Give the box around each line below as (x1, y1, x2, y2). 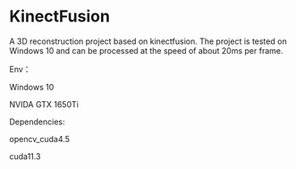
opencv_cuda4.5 (9, 133, 70, 144)
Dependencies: (9, 116, 65, 127)
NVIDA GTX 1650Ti (9, 98, 79, 109)
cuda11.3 (9, 150, 41, 162)
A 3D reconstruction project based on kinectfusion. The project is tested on (9, 36, 288, 46)
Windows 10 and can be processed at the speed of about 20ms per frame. (9, 45, 283, 55)
